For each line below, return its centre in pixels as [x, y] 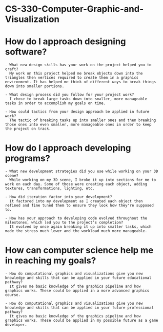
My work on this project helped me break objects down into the [76, 74]
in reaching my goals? [51, 261]
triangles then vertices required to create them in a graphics [72, 78]
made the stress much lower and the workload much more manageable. [76, 231]
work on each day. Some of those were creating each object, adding [76, 184]
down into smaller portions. [35, 86]
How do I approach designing [66, 42]
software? [26, 52]
